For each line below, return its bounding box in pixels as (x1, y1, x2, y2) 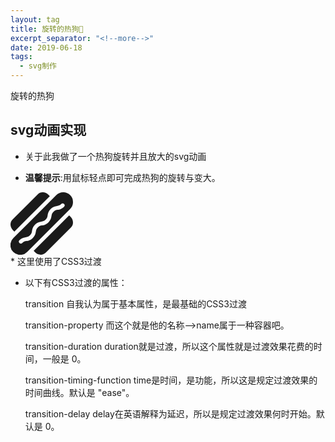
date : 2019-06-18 (10, 42, 83, 53)
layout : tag (10, 14, 60, 25)
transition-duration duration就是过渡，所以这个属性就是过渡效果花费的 (24, 340, 314, 352)
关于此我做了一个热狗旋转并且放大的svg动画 (24, 150, 207, 162)
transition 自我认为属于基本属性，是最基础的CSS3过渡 (24, 297, 247, 310)
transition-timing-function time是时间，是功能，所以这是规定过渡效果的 (24, 374, 318, 386)
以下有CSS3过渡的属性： (24, 276, 128, 288)
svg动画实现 (10, 122, 87, 139)
